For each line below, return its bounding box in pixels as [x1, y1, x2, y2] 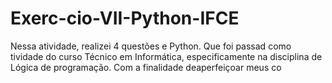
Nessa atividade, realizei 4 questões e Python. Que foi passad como [10, 40, 292, 52]
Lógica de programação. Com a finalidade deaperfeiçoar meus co [10, 61, 282, 73]
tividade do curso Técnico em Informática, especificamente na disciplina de [10, 50, 323, 62]
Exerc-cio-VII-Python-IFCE [10, 7, 240, 30]
